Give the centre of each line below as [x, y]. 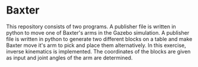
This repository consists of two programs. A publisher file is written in [91, 26]
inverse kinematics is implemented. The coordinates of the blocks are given [98, 51]
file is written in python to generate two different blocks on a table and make [99, 39]
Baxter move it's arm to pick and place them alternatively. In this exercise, [96, 45]
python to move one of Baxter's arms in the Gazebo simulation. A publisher [98, 32]
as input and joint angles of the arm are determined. [69, 58]
